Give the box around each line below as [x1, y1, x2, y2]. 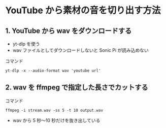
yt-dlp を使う [12, 41, 41, 47]
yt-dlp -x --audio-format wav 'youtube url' [5, 68, 101, 73]
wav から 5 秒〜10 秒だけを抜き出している [12, 117, 101, 123]
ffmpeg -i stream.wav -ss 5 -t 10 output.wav [5, 108, 103, 113]
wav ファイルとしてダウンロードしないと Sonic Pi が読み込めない [12, 47, 149, 53]
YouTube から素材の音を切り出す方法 [5, 5, 161, 16]
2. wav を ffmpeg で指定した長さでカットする [5, 83, 148, 92]
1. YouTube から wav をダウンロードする [5, 26, 132, 35]
